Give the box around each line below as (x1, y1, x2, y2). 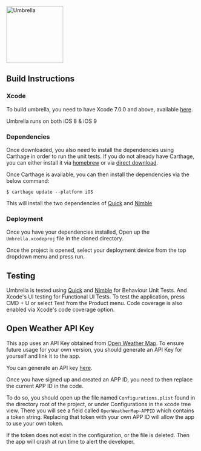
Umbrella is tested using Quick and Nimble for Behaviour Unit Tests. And (6, 287, 187, 294)
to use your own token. (6, 420, 64, 427)
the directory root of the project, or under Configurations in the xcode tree (6, 400, 191, 407)
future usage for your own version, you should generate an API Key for (6, 346, 183, 353)
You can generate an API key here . (6, 364, 93, 371)
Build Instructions (6, 74, 75, 84)
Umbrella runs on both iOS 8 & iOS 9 (6, 117, 97, 125)
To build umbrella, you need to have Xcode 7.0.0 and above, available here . (6, 105, 193, 113)
